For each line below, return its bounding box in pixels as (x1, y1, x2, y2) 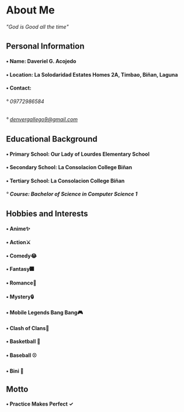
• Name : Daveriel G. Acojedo (6, 57, 77, 64)
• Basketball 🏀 (6, 338, 41, 345)
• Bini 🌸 (6, 367, 25, 375)
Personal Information (6, 42, 85, 51)
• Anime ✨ (6, 225, 30, 232)
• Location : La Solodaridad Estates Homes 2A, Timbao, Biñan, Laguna (6, 71, 178, 78)
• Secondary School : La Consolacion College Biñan (6, 164, 133, 171)
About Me (6, 4, 55, 17)
